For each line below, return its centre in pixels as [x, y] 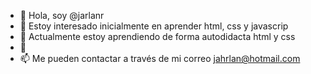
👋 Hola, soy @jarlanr [62, 15]
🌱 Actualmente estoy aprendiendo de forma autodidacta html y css [157, 36]
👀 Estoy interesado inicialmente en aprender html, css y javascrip [154, 26]
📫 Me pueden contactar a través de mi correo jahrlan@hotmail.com [160, 58]
